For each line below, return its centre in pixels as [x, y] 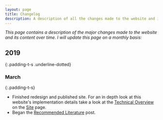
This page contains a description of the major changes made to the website [81, 33]
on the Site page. [29, 107]
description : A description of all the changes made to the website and [80, 18]
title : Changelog [23, 14]
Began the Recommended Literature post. [54, 113]
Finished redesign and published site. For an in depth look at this [77, 97]
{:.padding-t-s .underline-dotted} [38, 65]
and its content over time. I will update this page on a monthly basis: [73, 37]
